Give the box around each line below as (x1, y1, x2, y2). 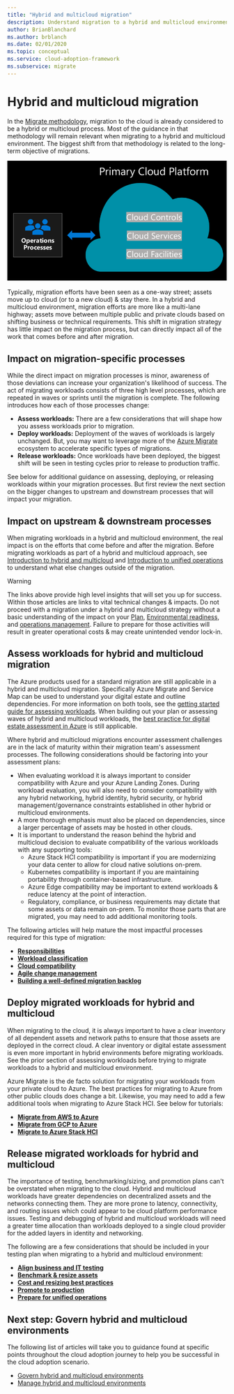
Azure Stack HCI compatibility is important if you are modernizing (27, 852, 216, 861)
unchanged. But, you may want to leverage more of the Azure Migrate (17, 437, 218, 445)
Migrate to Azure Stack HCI (17, 1127, 98, 1135)
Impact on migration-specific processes (7, 353, 186, 365)
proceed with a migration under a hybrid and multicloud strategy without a (7, 605, 221, 614)
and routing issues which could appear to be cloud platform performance (7, 1207, 217, 1215)
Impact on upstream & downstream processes (7, 515, 212, 527)
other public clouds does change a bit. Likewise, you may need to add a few (7, 1091, 226, 1100)
